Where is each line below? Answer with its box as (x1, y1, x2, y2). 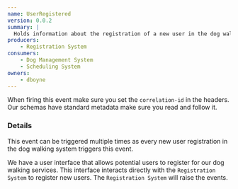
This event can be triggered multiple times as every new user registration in (7, 137, 228, 145)
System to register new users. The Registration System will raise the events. (7, 173, 228, 181)
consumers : (7, 50, 40, 57)
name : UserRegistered (7, 10, 72, 18)
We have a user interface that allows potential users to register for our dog (7, 158, 225, 166)
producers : (7, 37, 40, 44)
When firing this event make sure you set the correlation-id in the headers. (7, 96, 229, 104)
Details (7, 121, 33, 131)
